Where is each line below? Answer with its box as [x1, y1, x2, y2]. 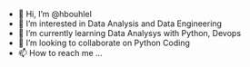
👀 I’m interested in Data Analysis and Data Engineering [17, 18, 223, 29]
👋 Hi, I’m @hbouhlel [17, 9, 93, 19]
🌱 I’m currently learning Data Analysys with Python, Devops [17, 28, 242, 38]
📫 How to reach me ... [17, 48, 103, 58]
